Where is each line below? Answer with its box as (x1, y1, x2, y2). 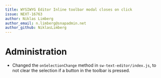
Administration (5, 46, 67, 58)
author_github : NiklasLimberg (5, 25, 67, 30)
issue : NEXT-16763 (5, 12, 43, 17)
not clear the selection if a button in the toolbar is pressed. (12, 68, 131, 74)
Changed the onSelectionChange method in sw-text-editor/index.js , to (12, 62, 157, 68)
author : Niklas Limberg (5, 16, 54, 21)
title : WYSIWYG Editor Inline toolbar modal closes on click (5, 7, 133, 12)
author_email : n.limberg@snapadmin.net (5, 20, 87, 26)
